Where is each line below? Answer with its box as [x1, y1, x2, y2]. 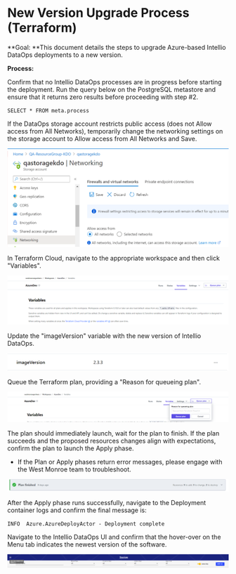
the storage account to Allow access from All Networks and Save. [7, 134, 197, 143]
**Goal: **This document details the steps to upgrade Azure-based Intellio [7, 43, 226, 51]
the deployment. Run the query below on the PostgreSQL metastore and [7, 85, 216, 93]
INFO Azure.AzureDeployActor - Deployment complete [7, 521, 165, 528]
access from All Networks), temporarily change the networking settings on [7, 126, 223, 135]
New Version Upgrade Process [7, 5, 190, 21]
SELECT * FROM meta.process [7, 107, 90, 114]
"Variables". [7, 261, 41, 270]
